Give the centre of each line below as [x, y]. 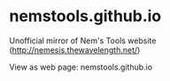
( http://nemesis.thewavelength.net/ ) [75, 49]
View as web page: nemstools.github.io [81, 67]
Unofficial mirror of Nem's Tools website [83, 40]
